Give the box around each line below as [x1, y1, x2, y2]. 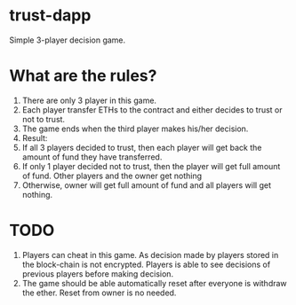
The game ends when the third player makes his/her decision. [21, 123, 249, 134]
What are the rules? [9, 66, 157, 86]
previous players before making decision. [21, 268, 174, 279]
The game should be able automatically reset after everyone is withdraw [21, 278, 287, 288]
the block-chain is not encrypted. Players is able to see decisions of [21, 259, 271, 270]
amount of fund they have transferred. [21, 152, 163, 162]
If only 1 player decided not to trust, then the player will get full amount [21, 160, 281, 171]
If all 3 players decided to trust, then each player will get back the [21, 142, 262, 152]
